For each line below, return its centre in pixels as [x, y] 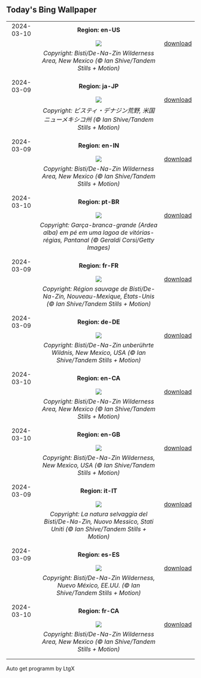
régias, [53, 240]
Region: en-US [99, 29]
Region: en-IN [99, 145]
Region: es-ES [98, 554]
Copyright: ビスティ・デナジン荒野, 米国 [99, 110]
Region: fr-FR [99, 265]
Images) [99, 247]
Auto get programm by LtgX [40, 668]
